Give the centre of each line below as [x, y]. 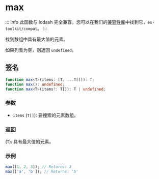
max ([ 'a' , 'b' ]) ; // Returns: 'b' [42, 172]
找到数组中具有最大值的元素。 [36, 39]
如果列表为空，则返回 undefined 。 [41, 50]
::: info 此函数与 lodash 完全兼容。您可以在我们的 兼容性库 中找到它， [76, 22]
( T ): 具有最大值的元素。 [30, 141]
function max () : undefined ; [35, 84]
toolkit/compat [21, 29]
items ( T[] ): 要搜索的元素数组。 [46, 115]
